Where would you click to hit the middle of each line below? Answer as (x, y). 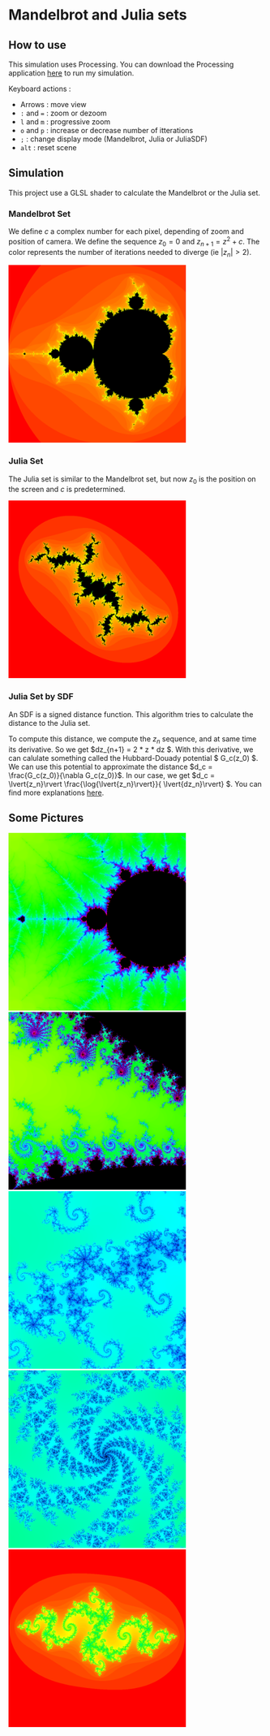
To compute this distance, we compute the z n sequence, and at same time (133, 739)
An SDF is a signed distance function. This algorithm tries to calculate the (131, 714)
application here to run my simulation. (71, 73)
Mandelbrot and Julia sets (98, 15)
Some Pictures (46, 818)
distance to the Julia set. (49, 723)
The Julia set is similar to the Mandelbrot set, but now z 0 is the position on (133, 479)
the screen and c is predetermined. (67, 490)
